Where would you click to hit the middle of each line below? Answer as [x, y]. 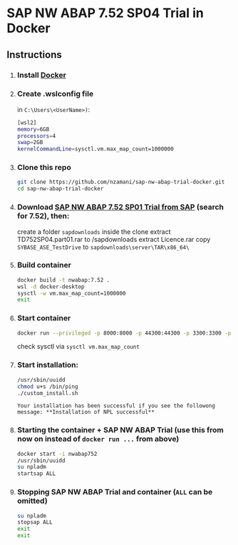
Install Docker [42, 75]
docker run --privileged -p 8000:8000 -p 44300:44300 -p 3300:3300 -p [124, 333]
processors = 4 [36, 136]
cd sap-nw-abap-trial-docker [60, 189]
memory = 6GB [33, 129]
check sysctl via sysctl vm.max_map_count [78, 347]
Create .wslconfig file [55, 94]
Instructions [34, 55]
